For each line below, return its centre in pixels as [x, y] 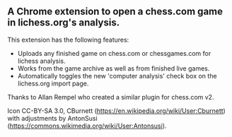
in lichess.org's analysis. [64, 23]
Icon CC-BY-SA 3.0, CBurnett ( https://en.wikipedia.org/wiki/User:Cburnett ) [117, 111]
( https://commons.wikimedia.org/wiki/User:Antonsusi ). [87, 126]
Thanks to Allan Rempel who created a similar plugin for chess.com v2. [111, 97]
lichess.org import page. [53, 83]
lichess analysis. [41, 61]
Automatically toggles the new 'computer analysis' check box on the [117, 76]
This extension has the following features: [68, 40]
